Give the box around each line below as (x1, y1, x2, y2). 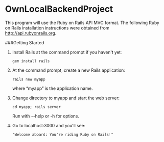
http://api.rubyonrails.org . (5, 30, 57, 36)
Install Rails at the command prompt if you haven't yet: (12, 49, 122, 55)
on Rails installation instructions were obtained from (5, 25, 110, 30)
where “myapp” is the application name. (12, 85, 93, 91)
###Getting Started (5, 39, 44, 45)
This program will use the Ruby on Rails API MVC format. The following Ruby (5, 20, 160, 26)
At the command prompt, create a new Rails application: (12, 67, 126, 73)
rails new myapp (12, 77, 46, 82)
